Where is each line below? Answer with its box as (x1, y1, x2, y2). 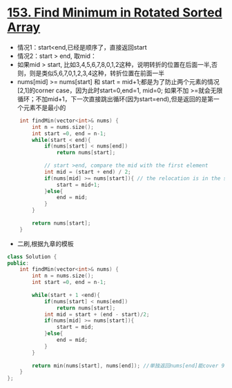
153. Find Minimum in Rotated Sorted (7, 5, 222, 21)
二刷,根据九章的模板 (17, 239, 74, 247)
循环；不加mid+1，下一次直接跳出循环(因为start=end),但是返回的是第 (17, 94, 214, 103)
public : (7, 260, 30, 267)
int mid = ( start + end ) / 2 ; (43, 168, 131, 175)
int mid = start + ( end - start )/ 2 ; (43, 311, 150, 318)
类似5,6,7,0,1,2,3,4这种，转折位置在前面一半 (41, 69, 164, 77)
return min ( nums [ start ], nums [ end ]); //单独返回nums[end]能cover (32, 362, 219, 369)
